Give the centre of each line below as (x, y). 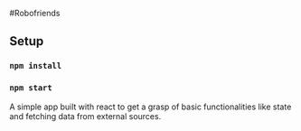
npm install (36, 66)
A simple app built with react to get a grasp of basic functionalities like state (150, 107)
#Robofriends (35, 13)
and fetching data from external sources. (85, 116)
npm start (31, 88)
